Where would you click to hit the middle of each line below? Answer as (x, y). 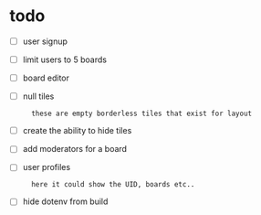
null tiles (38, 96)
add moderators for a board (75, 149)
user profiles (47, 167)
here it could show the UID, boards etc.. (113, 185)
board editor (46, 78)
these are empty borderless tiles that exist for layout (142, 114)
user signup (45, 41)
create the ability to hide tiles (77, 131)
